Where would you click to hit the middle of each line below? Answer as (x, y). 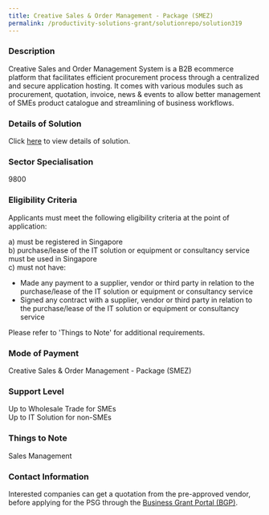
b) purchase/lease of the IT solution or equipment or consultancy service (129, 250)
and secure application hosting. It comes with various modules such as (126, 86)
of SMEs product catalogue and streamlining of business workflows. (121, 103)
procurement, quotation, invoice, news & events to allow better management (134, 94)
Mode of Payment (43, 353)
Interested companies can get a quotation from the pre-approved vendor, (130, 493)
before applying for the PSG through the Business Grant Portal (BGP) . (123, 502)
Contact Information (49, 476)
